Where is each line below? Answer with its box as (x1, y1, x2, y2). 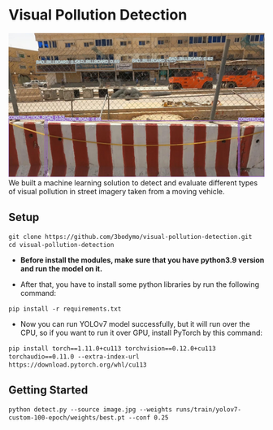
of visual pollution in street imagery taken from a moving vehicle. (8, 187, 225, 197)
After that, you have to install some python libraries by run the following (19, 280, 260, 289)
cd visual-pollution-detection (8, 241, 115, 250)
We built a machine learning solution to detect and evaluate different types (8, 178, 258, 188)
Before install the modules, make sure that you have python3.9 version (19, 255, 265, 265)
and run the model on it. (19, 264, 103, 274)
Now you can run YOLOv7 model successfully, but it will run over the (19, 319, 250, 329)
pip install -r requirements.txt (8, 305, 122, 314)
